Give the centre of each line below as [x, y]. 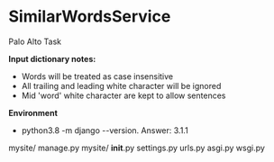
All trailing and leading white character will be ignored [121, 85]
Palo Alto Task [35, 41]
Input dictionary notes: [52, 58]
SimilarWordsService [90, 17]
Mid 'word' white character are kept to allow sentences [123, 95]
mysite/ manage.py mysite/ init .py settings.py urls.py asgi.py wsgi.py [137, 148]
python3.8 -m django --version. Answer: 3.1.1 [105, 130]
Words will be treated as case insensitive [97, 76]
